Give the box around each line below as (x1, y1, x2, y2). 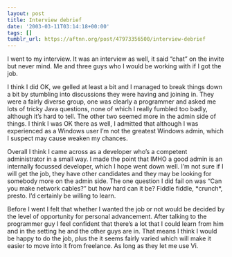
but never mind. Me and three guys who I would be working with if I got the (7, 62, 222, 70)
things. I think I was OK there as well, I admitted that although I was (7, 120, 199, 128)
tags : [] (7, 29, 33, 37)
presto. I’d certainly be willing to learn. (7, 191, 116, 200)
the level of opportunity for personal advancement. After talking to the (7, 212, 207, 221)
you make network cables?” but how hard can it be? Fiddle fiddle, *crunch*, (7, 184, 223, 193)
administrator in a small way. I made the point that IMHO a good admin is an (7, 155, 223, 163)
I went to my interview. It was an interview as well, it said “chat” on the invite (7, 55, 225, 63)
